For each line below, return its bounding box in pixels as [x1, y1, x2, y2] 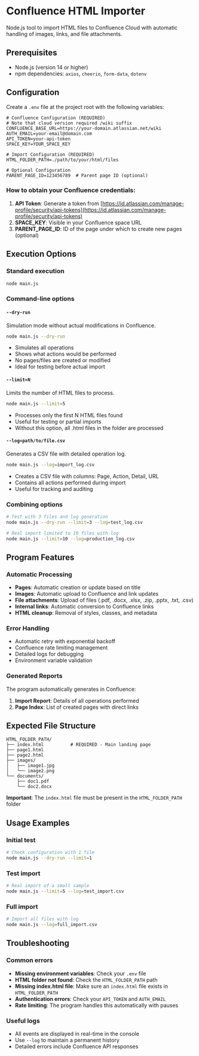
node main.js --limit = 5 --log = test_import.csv [6, 888, 124, 894]
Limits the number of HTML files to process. [6, 389, 115, 396]
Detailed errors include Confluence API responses [14, 1043, 139, 1050]
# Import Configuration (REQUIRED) [6, 151, 95, 157]
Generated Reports [6, 672, 63, 680]
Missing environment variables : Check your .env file [14, 970, 146, 977]
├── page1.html [6, 747, 44, 753]
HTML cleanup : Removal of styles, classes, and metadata [14, 609, 157, 617]
